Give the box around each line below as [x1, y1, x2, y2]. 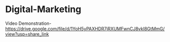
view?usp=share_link [5, 31, 49, 37]
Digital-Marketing [5, 4, 81, 15]
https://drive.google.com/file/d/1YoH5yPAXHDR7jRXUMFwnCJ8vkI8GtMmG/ [5, 25, 165, 31]
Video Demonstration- [5, 20, 52, 26]
